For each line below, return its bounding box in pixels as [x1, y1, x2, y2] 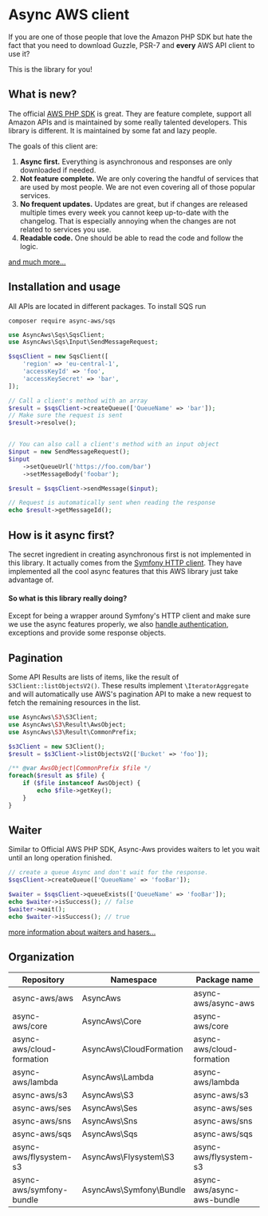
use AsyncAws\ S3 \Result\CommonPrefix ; [8, 728, 137, 736]
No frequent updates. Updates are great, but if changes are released [19, 199, 248, 208]
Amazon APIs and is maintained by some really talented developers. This [8, 117, 247, 127]
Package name [195, 974, 254, 985]
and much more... [8, 257, 66, 267]
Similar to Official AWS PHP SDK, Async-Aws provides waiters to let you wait [8, 845, 260, 854]
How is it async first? [8, 529, 115, 542]
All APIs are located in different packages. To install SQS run [8, 301, 207, 311]
